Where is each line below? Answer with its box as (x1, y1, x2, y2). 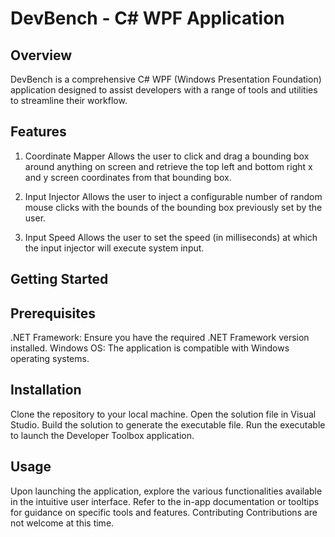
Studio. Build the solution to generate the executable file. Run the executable (10, 418, 326, 431)
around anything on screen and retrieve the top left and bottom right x (24, 160, 313, 172)
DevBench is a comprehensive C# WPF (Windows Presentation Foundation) (10, 73, 322, 85)
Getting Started (10, 271, 109, 288)
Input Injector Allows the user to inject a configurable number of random (24, 190, 323, 202)
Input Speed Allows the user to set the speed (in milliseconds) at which (24, 231, 318, 243)
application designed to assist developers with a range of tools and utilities (10, 84, 318, 96)
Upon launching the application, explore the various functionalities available (10, 485, 323, 497)
